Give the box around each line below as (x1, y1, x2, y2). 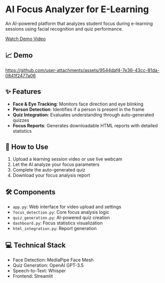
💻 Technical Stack (5, 241, 66, 249)
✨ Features (5, 88, 41, 96)
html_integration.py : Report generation (12, 225, 97, 232)
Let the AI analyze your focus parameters (12, 161, 100, 167)
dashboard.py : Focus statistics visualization (12, 220, 103, 226)
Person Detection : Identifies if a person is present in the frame (12, 106, 145, 112)
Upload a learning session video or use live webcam (12, 156, 123, 162)
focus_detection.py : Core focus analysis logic (12, 209, 109, 215)
